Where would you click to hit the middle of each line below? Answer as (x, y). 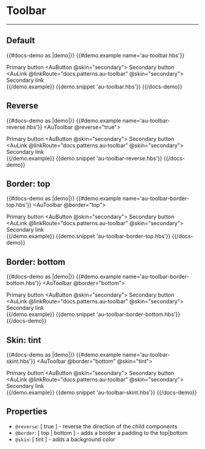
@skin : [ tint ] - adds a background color (65, 439)
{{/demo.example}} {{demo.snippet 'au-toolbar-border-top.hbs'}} (88, 236)
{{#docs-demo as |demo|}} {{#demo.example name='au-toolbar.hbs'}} (95, 55)
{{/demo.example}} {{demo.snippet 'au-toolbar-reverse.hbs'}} (85, 158)
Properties (27, 411)
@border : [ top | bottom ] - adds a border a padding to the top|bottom (101, 433)
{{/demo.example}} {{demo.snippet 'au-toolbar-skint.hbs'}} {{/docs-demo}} (102, 392)
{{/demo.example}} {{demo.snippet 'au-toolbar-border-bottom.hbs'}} (93, 314)
